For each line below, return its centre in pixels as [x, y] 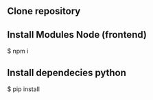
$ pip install [23, 89]
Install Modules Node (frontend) [77, 35]
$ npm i [18, 51]
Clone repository [44, 11]
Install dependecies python [67, 72]
